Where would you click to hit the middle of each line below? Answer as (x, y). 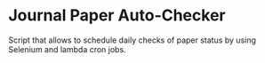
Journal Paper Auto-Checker (117, 16)
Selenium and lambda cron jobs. (67, 49)
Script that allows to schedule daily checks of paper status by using (132, 40)
